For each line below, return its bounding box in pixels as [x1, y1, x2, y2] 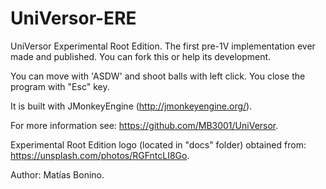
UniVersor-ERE [10, 7, 137, 30]
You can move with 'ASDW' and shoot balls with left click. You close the [10, 70, 306, 82]
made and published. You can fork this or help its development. [10, 50, 272, 62]
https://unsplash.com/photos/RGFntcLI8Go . [10, 149, 190, 161]
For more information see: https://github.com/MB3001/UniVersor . [10, 119, 279, 131]
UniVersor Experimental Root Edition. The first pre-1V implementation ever [10, 40, 316, 52]
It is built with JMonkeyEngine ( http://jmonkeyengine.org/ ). [10, 100, 253, 112]
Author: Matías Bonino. [10, 168, 105, 181]
